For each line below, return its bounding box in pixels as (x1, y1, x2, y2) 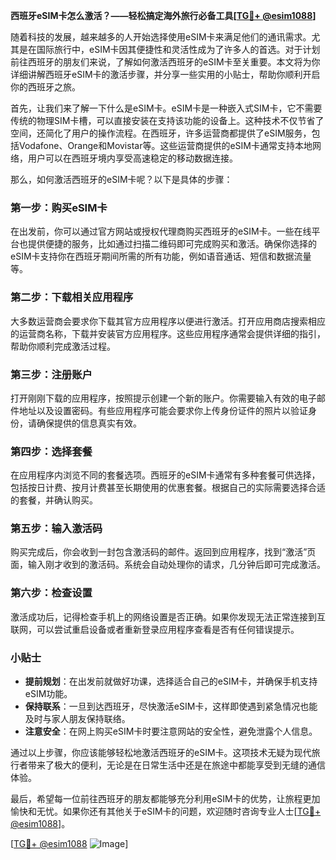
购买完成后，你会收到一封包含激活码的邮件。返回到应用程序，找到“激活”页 (10, 546, 317, 558)
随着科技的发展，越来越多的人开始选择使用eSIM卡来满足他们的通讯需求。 (10, 31, 312, 43)
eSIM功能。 (24, 688, 73, 700)
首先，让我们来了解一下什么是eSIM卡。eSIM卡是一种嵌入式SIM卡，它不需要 (10, 102, 323, 114)
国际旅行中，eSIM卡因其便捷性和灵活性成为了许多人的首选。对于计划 (36, 44, 321, 55)
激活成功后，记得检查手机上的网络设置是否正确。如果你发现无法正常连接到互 (10, 610, 326, 623)
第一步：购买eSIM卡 (10, 200, 108, 214)
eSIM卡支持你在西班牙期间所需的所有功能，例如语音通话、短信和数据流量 (10, 250, 312, 263)
